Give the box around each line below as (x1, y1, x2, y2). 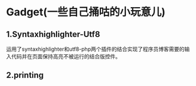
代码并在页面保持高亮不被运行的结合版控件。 (11, 53, 121, 59)
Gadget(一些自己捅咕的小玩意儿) (6, 5, 166, 19)
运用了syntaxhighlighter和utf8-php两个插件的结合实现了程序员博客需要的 (6, 45, 185, 52)
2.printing (6, 70, 44, 80)
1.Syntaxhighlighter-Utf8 (6, 29, 100, 39)
